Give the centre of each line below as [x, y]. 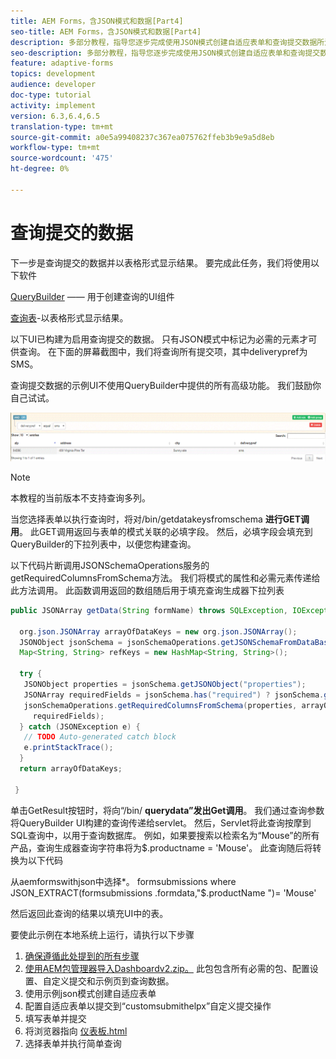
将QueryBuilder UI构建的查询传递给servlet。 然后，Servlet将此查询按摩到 [161, 822]
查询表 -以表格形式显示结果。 [69, 317]
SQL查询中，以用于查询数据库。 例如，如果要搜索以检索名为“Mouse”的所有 [165, 835]
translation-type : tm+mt [62, 126]
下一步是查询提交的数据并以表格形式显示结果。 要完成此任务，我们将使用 [160, 262]
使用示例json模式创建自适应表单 [90, 993]
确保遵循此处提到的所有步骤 [82, 956]
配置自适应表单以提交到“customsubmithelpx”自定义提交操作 [148, 1006]
